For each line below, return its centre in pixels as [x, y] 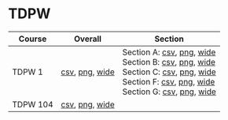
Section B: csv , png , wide [169, 62]
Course [33, 39]
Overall [88, 39]
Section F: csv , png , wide [169, 81]
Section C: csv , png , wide [169, 72]
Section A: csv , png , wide [169, 52]
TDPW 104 [33, 104]
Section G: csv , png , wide [169, 92]
